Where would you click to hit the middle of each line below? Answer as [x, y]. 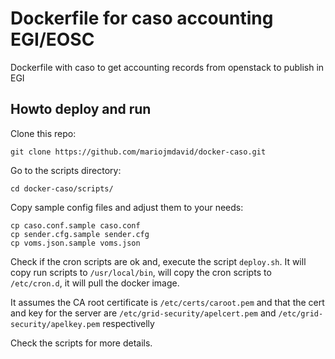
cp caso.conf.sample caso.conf [75, 225]
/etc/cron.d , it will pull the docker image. [95, 283]
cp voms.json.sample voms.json [75, 243]
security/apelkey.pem [55, 324]
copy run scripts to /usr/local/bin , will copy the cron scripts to [141, 272]
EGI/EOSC [52, 39]
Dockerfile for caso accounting [142, 18]
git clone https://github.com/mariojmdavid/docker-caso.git [138, 152]
